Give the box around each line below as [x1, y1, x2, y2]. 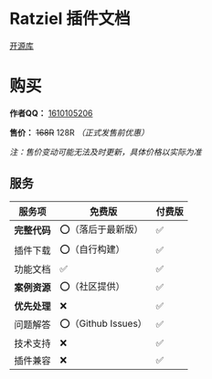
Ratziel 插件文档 [9, 8, 131, 29]
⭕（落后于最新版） [59, 223, 143, 236]
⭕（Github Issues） [59, 317, 148, 330]
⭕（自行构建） [59, 243, 125, 256]
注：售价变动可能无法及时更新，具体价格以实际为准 [9, 146, 202, 157]
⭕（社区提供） [59, 279, 125, 292]
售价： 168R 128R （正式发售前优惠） [9, 127, 149, 138]
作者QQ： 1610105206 [9, 107, 93, 119]
